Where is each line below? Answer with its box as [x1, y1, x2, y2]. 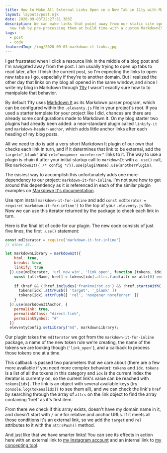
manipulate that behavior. [5, 90, 57, 96]
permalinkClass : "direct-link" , [14, 311, 81, 316]
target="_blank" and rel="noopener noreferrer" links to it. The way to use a [5, 151, 162, 157]
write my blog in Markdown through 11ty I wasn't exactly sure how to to [5, 84, 151, 90]
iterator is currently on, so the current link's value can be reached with [5, 375, 149, 381]
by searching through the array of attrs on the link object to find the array [5, 391, 157, 397]
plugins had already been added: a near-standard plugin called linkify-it [5, 120, 158, 126]
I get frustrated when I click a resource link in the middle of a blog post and [5, 58, 159, 64]
